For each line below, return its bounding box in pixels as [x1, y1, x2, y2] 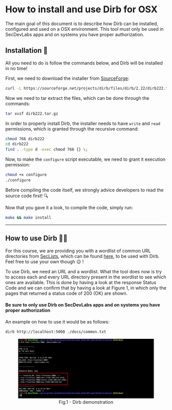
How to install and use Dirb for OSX [5, 4, 158, 15]
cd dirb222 [5, 142, 29, 147]
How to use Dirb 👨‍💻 [5, 234, 68, 243]
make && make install [5, 215, 52, 220]
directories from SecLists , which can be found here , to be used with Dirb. [5, 253, 160, 259]
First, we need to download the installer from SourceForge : [5, 75, 130, 81]
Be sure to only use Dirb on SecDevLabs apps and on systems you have [5, 302, 160, 308]
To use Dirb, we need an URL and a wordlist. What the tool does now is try [5, 268, 162, 274]
